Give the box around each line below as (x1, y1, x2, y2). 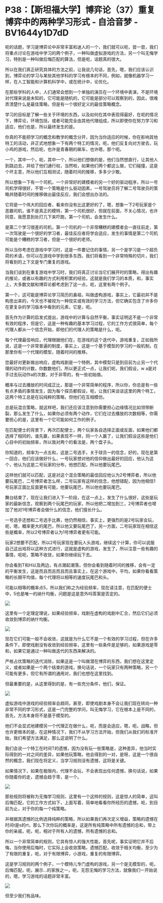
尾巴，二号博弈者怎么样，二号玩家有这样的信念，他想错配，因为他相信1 (13, 478, 156, 484)
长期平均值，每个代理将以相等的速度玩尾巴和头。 (13, 574, 112, 580)
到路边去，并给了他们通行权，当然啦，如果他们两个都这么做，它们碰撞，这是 (5, 163, 158, 169)
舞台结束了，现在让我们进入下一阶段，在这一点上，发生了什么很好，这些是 (5, 494, 154, 500)
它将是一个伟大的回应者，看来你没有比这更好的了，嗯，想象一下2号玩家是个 (5, 202, 157, 207)
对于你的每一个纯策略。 (21, 806, 69, 811)
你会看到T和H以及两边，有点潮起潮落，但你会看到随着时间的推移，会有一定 (5, 562, 156, 568)
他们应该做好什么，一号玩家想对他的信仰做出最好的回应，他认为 (21, 455, 149, 461)
